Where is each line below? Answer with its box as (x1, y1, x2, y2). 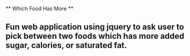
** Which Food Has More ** (5, 5, 74, 12)
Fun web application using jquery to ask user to (5, 22, 185, 32)
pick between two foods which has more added (5, 31, 185, 41)
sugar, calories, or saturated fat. (5, 41, 127, 51)
